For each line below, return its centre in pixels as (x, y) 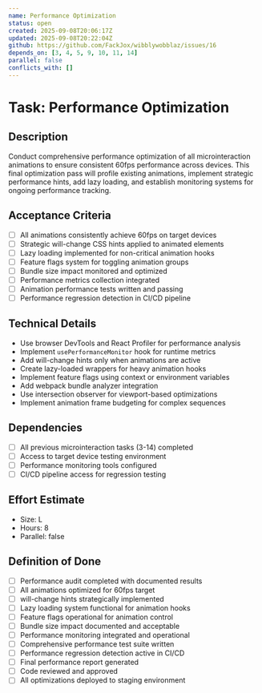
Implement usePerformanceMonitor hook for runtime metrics (118, 351)
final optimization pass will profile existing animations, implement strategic (131, 173)
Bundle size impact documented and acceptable (100, 626)
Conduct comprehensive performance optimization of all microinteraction (129, 156)
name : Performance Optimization (62, 16)
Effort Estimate (46, 500)
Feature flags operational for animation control (97, 617)
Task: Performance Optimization (119, 107)
